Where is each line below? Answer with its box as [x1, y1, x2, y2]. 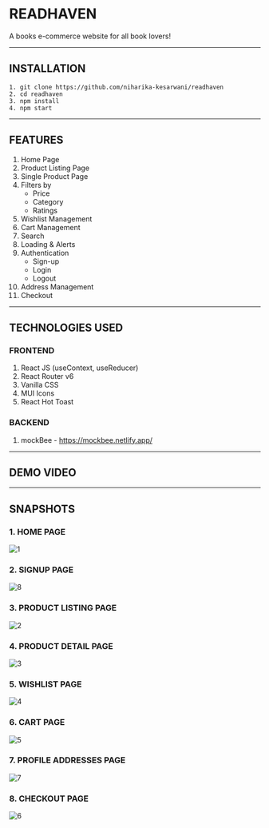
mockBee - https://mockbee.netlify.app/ [20, 435, 153, 444]
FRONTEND [9, 344, 55, 356]
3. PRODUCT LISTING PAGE [9, 603, 117, 614]
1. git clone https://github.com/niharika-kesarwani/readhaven [9, 83, 224, 91]
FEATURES [9, 133, 64, 147]
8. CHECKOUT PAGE [9, 793, 89, 804]
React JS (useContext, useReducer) [20, 363, 139, 372]
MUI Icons [20, 388, 55, 398]
